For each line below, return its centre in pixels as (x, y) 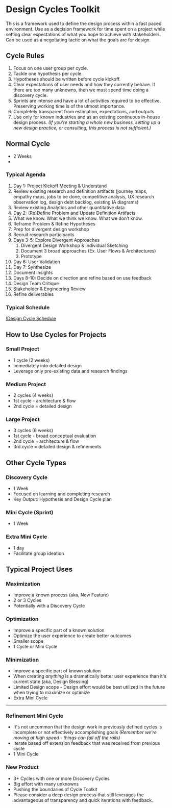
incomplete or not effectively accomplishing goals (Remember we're (85, 733)
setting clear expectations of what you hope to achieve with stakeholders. (83, 34)
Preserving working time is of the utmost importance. (69, 106)
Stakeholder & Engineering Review (49, 289)
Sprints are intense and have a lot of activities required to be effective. (87, 100)
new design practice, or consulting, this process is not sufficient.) (82, 128)
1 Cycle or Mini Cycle (35, 646)
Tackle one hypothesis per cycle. (48, 73)
